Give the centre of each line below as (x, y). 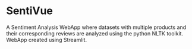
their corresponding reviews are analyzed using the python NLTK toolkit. (95, 33)
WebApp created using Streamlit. (47, 40)
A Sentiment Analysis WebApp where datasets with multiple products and (96, 27)
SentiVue (30, 11)
